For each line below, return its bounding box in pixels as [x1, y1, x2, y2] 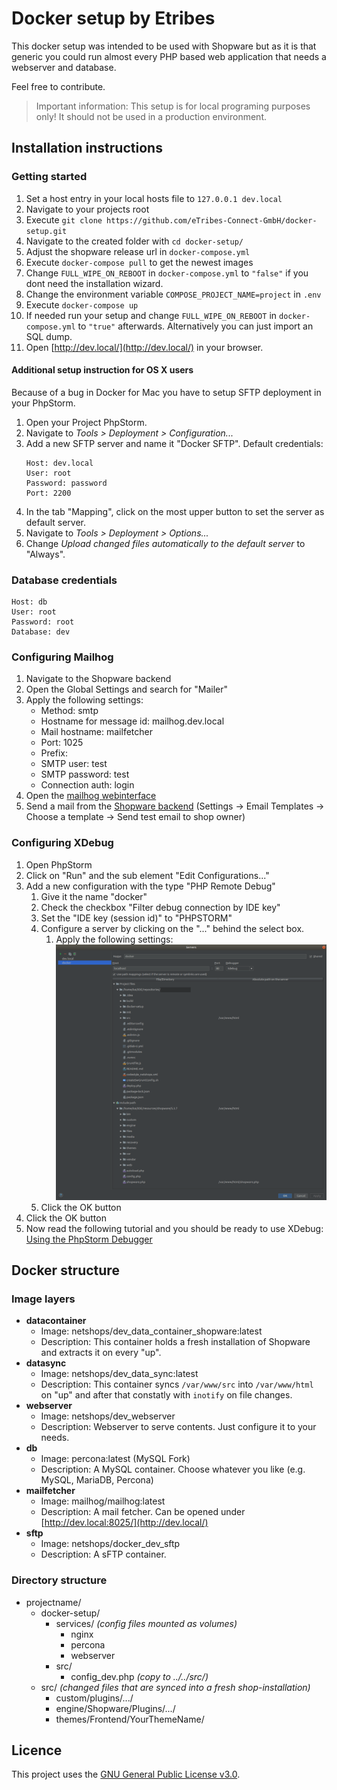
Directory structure [11, 1573, 108, 1587]
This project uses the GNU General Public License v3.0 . [11, 1768, 241, 1781]
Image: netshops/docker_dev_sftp [40, 1538, 181, 1550]
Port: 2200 [25, 488, 72, 498]
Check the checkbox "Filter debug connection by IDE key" [40, 901, 281, 913]
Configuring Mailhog [11, 650, 114, 664]
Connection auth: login [40, 779, 135, 791]
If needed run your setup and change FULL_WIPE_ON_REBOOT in [25, 309, 278, 321]
